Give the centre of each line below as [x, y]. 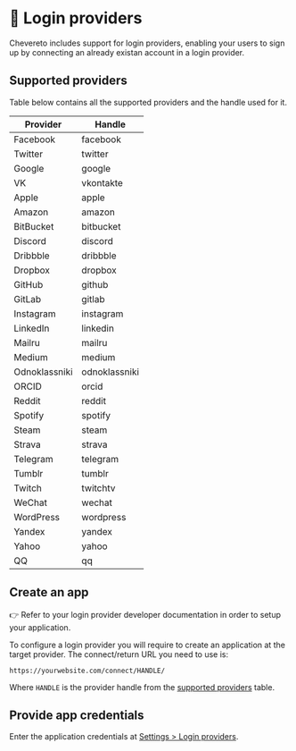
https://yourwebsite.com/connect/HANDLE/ [87, 671]
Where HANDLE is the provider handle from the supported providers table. [142, 687]
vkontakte [102, 182]
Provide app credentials [77, 715]
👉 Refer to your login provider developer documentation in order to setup [145, 614]
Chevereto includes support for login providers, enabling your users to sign [147, 43]
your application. [40, 627]
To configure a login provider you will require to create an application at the [147, 645]
